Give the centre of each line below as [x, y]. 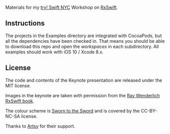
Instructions [25, 23]
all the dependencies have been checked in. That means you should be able [85, 41]
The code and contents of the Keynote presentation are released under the [84, 80]
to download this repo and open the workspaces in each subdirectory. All [82, 46]
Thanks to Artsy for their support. [40, 126]
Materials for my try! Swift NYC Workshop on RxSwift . [62, 7]
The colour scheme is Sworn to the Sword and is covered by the [73, 111]
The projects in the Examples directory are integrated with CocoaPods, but [83, 36]
